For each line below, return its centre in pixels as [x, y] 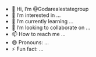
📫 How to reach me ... [38, 34]
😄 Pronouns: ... [30, 42]
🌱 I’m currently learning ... [42, 21]
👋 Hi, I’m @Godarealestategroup [50, 9]
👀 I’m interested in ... [36, 15]
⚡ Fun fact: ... [27, 49]
